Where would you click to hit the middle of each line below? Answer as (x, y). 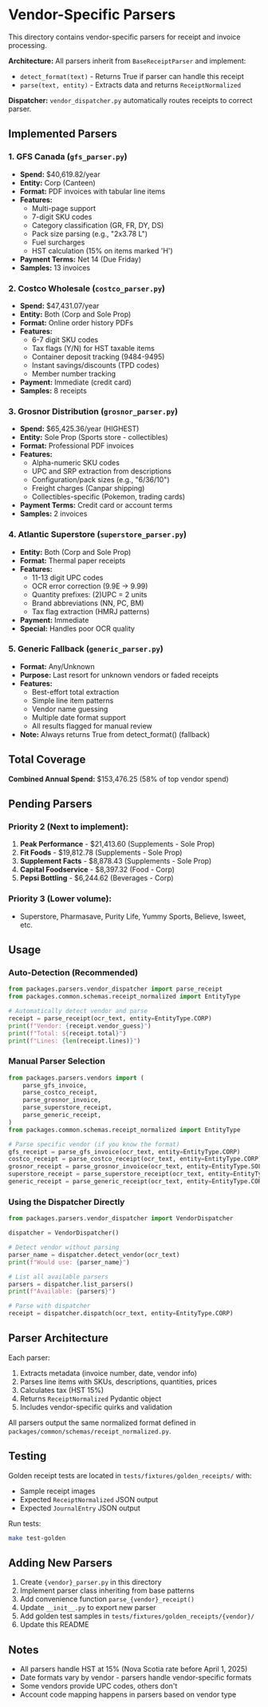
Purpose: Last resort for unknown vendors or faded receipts (119, 675)
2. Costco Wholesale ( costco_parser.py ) (87, 288)
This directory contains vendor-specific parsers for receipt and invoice (124, 37)
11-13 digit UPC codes (67, 577)
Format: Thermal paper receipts (73, 560)
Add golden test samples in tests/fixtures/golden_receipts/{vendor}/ (137, 1616)
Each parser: (29, 1358)
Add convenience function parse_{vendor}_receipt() (107, 1599)
